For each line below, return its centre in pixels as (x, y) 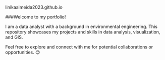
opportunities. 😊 (23, 52)
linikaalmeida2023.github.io (34, 7)
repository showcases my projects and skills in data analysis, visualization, (83, 32)
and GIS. (14, 37)
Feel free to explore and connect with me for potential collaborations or (79, 47)
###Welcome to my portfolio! (36, 17)
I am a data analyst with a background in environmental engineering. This (81, 26)
